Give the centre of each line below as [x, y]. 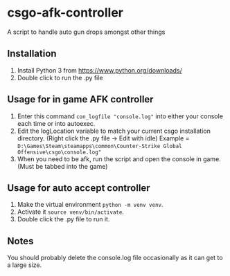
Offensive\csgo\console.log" [59, 152]
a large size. [25, 265]
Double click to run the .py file [60, 77]
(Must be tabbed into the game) [62, 166]
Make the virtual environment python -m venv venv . [90, 205]
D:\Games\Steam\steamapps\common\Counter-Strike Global [99, 146]
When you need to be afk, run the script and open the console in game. [119, 159]
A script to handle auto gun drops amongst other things [86, 32]
